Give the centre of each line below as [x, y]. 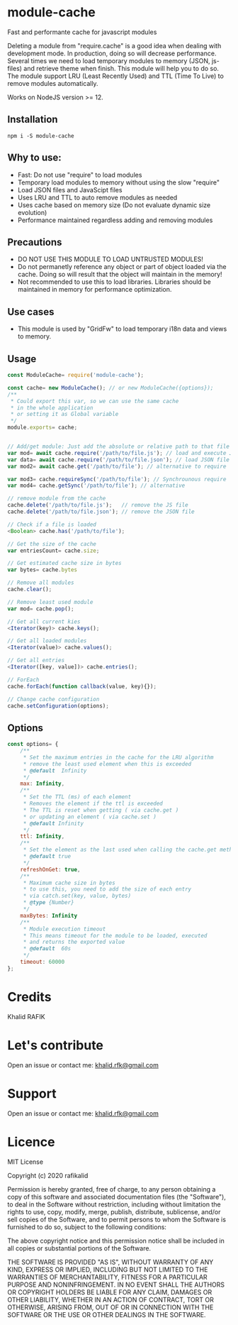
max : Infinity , [42, 784]
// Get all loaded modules [47, 641]
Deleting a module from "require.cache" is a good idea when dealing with [114, 45]
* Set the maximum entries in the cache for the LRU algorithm [118, 757]
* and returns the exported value [74, 942]
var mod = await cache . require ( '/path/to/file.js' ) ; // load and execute [117, 453]
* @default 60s [47, 949]
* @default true [47, 857]
